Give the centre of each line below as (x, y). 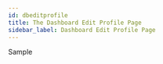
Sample (20, 52)
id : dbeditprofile (38, 15)
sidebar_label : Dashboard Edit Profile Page (82, 30)
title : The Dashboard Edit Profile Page (75, 23)
